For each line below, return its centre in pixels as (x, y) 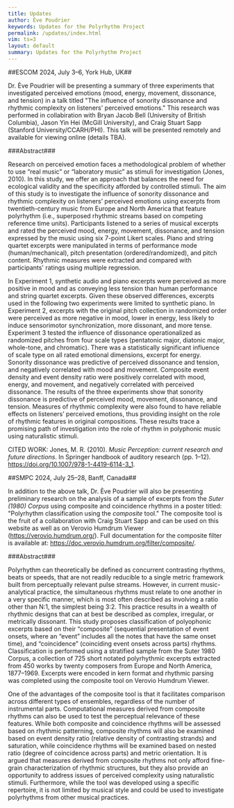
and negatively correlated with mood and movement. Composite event (108, 370)
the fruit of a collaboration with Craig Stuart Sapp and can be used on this (114, 520)
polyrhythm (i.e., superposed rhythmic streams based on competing (106, 215)
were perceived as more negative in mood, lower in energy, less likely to (111, 318)
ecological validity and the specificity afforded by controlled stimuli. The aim (117, 186)
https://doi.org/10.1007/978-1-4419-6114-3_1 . (72, 464)
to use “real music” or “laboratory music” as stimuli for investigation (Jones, (116, 172)
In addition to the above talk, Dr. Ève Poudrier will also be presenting (106, 491)
